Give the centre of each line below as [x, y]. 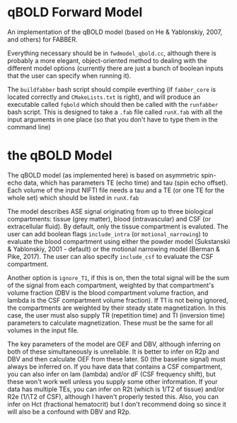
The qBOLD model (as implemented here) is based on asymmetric [104, 175]
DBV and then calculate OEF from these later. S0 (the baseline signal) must [116, 359]
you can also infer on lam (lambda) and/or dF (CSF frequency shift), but [111, 374]
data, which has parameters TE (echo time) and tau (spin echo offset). [126, 182]
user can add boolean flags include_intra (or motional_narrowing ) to [108, 233]
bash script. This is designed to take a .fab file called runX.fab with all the [115, 112]
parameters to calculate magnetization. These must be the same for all [110, 323]
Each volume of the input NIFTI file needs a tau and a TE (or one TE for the [116, 190]
